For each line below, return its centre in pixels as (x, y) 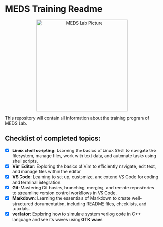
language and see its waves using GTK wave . (58, 220)
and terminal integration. (37, 182)
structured (22, 204)
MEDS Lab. (16, 123)
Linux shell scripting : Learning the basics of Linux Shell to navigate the (84, 150)
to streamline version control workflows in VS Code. (64, 193)
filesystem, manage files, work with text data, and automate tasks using (84, 156)
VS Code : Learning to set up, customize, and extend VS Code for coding (85, 177)
